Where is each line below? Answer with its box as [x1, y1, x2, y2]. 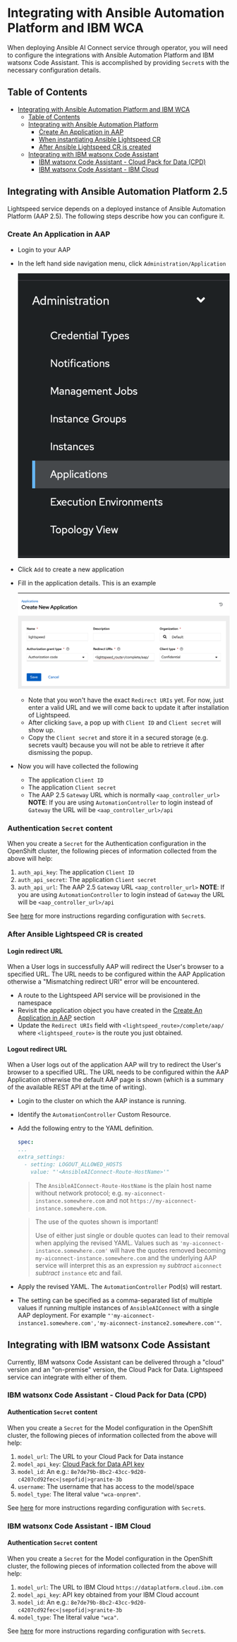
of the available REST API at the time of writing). [7, 1083, 147, 1092]
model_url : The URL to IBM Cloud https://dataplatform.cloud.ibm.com [17, 1583, 224, 1591]
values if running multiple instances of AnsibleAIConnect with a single [17, 1303, 219, 1311]
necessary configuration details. [7, 66, 101, 74]
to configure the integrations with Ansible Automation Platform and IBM [7, 51, 214, 59]
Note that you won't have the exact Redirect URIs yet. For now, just [28, 696, 224, 704]
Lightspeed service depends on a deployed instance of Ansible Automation [7, 204, 226, 213]
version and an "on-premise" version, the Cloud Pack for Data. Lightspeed [7, 1365, 224, 1374]
